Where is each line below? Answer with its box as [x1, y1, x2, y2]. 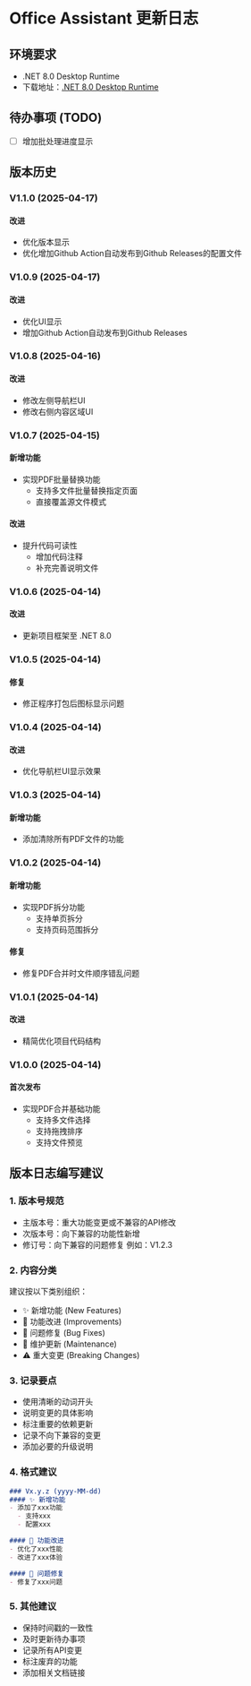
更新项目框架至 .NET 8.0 [21, 631, 112, 641]
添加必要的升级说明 [21, 1441, 94, 1452]
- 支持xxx [17, 1511, 51, 1521]
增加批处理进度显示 [21, 135, 94, 146]
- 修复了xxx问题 [9, 1578, 63, 1587]
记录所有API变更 [21, 1645, 83, 1656]
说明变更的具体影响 [21, 1407, 94, 1418]
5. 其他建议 [9, 1600, 57, 1613]
